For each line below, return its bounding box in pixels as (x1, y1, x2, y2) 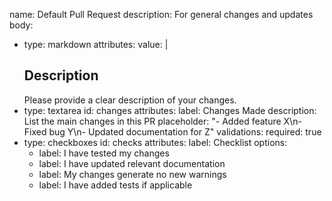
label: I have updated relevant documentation (38, 157, 226, 169)
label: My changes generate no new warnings (38, 168, 227, 180)
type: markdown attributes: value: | (23, 39, 169, 50)
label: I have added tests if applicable (38, 179, 193, 191)
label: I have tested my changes (38, 147, 170, 159)
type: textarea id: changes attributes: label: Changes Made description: (23, 104, 317, 116)
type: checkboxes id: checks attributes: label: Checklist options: (23, 136, 288, 148)
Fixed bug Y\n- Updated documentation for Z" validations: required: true (23, 125, 322, 138)
